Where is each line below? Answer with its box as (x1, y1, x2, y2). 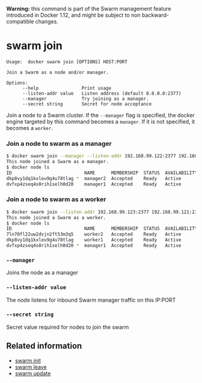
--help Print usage (22, 85, 112, 91)
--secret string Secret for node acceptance (22, 101, 152, 107)
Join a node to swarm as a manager (6, 139, 112, 148)
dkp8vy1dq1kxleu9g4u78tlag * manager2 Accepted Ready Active (6, 175, 182, 181)
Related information (6, 341, 82, 351)
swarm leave (14, 363, 47, 370)
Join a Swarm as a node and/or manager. (6, 69, 109, 75)
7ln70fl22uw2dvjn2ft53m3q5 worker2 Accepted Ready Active (6, 231, 182, 237)
